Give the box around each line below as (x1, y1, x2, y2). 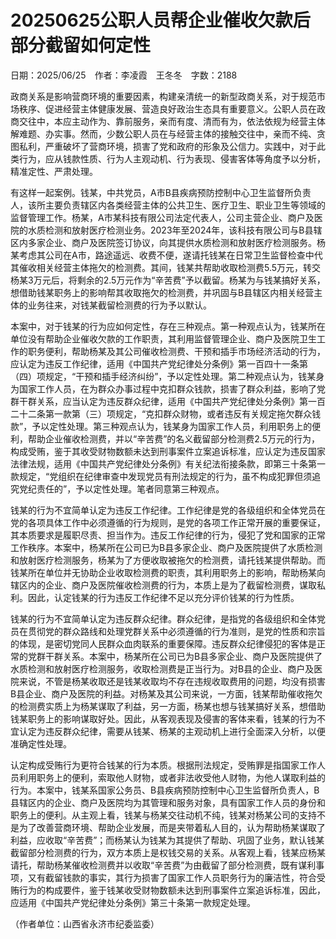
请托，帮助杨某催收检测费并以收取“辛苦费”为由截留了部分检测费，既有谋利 (10, 859, 317, 871)
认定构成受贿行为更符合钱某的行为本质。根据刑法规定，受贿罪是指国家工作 (10, 759, 317, 771)
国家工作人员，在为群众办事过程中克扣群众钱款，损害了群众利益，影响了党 (18, 382, 326, 395)
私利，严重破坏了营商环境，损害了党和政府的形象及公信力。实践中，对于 (18, 140, 317, 152)
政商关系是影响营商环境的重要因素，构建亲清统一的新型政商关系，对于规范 (10, 90, 317, 102)
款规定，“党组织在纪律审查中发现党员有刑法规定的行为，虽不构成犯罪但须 (10, 470, 313, 482)
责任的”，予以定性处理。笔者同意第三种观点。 (36, 482, 225, 495)
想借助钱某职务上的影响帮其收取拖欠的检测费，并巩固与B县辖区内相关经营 (10, 286, 315, 298)
